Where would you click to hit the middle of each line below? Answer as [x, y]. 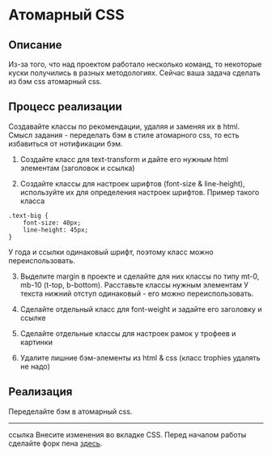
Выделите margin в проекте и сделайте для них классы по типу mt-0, [140, 276]
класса [32, 201]
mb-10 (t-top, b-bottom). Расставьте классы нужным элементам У [134, 284]
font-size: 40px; [52, 223]
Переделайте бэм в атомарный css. [70, 411]
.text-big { [28, 215]
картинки [36, 342]
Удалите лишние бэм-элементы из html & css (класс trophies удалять [140, 357]
